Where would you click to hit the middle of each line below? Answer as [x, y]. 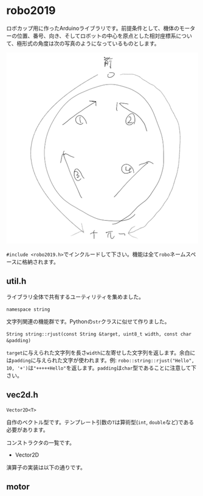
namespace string [28, 309]
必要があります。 [27, 430]
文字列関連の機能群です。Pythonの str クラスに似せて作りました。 [88, 321]
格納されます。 [40, 261]
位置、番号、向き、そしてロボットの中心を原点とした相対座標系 [96, 36]
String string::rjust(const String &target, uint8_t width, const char [99, 334]
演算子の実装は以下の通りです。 [46, 467]
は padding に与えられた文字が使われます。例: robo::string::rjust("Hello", [100, 360]
